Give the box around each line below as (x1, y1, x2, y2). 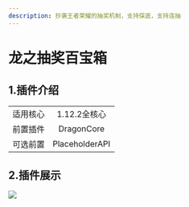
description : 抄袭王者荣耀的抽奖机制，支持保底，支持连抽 (8, 11, 181, 20)
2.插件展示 (8, 168, 62, 182)
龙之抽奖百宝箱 (8, 49, 108, 67)
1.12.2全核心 (56, 108, 107, 119)
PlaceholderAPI (52, 138, 111, 149)
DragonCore (58, 122, 105, 134)
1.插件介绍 (8, 84, 60, 97)
